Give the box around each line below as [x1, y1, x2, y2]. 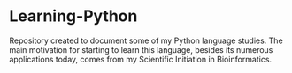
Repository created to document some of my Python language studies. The [9, 35, 283, 46]
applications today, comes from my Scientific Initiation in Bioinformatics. [9, 54, 273, 64]
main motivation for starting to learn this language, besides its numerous [9, 44, 273, 55]
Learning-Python [9, 6, 138, 26]
